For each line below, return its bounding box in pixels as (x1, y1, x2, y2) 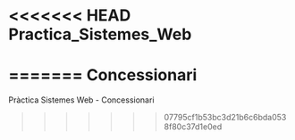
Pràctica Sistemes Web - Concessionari (8, 95, 155, 105)
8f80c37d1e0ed (164, 121, 223, 132)
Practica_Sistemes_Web (8, 24, 192, 45)
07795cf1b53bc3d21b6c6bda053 (164, 112, 287, 123)
